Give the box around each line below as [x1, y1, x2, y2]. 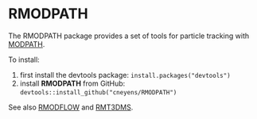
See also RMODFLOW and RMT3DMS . [8, 102, 134, 112]
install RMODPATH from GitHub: [19, 79, 126, 88]
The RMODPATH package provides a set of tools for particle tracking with [8, 31, 249, 40]
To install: [8, 55, 40, 64]
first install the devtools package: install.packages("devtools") [19, 70, 231, 79]
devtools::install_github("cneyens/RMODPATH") [19, 88, 177, 96]
